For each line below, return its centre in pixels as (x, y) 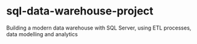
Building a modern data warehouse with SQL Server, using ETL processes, (99, 28)
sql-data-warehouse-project (80, 11)
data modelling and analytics (42, 34)
